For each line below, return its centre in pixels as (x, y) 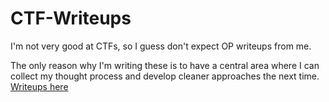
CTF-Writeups (71, 18)
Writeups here (39, 86)
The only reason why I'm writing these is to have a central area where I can (165, 65)
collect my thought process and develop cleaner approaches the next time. (165, 76)
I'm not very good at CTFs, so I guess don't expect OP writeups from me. (161, 46)
